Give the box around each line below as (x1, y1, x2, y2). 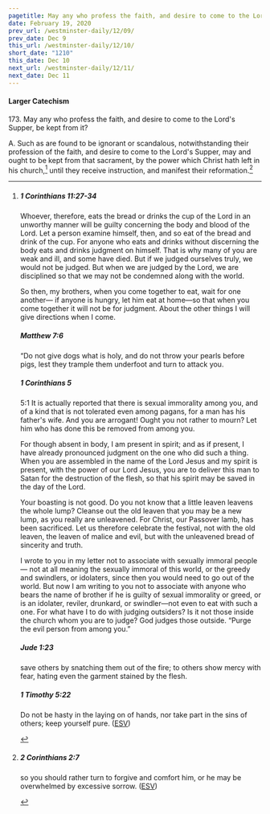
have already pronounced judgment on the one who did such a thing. (19, 448, 249, 458)
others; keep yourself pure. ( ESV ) (19, 718, 131, 728)
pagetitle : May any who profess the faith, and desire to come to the (8, 11, 250, 20)
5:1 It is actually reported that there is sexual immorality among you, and (19, 399, 259, 408)
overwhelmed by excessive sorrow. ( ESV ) (19, 781, 158, 792)
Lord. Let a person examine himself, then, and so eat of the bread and (19, 228, 252, 238)
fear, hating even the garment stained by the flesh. (19, 672, 187, 681)
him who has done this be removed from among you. (19, 423, 195, 434)
